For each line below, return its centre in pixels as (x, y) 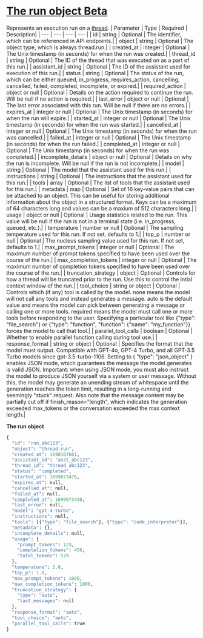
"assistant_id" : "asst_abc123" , (53, 460)
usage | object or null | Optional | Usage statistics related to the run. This (97, 215)
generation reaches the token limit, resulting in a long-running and (89, 389)
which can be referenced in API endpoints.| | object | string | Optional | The (100, 41)
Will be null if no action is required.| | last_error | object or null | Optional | (98, 99)
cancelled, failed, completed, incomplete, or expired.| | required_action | (96, 86)
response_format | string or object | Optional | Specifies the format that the (99, 343)
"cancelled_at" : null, (40, 488)
